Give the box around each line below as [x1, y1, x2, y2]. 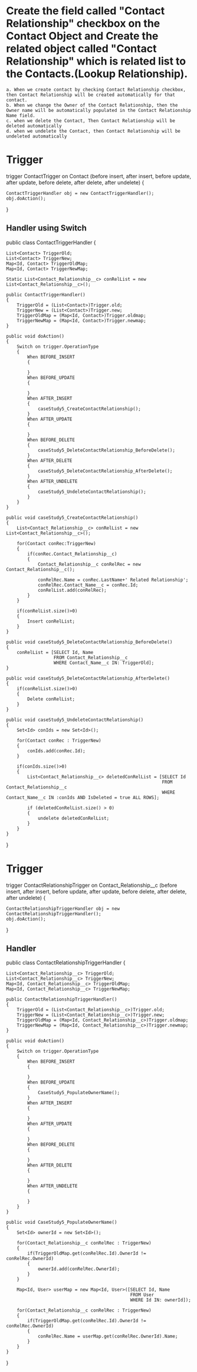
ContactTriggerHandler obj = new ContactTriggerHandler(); [6, 190, 155, 196]
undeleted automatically [6, 133, 67, 139]
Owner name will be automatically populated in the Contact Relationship [6, 107, 192, 113]
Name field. [6, 113, 35, 118]
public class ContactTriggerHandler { [6, 239, 96, 246]
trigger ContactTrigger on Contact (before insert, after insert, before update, [6, 172, 192, 179]
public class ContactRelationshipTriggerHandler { [6, 959, 126, 966]
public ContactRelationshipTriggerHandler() [6, 996, 117, 1002]
